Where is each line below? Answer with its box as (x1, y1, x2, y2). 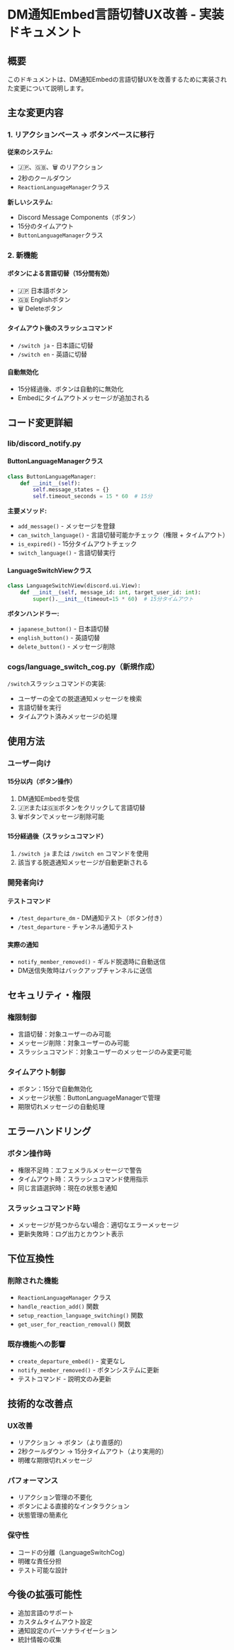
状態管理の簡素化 (17, 1510, 68, 1520)
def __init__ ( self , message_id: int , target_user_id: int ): (20, 589, 201, 597)
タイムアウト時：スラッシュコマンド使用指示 (17, 1175, 149, 1184)
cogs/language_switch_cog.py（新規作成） (7, 661, 160, 671)
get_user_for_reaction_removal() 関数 (17, 1320, 131, 1328)
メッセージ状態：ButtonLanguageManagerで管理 (17, 1093, 161, 1102)
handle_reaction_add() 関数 (17, 1302, 99, 1310)
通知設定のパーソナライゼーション (17, 1627, 118, 1635)
